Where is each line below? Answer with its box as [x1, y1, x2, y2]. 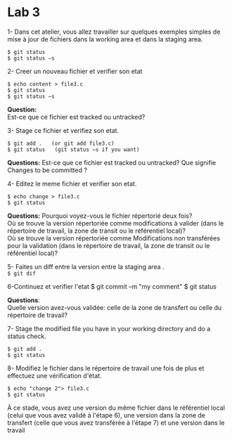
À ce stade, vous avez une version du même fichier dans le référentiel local [7, 403, 225, 412]
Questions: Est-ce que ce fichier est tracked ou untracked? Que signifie [7, 158, 217, 167]
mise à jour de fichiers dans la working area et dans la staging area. [7, 34, 203, 43]
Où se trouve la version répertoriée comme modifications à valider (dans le [7, 219, 224, 227]
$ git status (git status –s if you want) [7, 145, 140, 153]
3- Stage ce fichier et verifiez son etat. [7, 126, 120, 134]
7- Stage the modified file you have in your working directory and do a [7, 324, 211, 332]
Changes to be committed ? [7, 166, 88, 174]
